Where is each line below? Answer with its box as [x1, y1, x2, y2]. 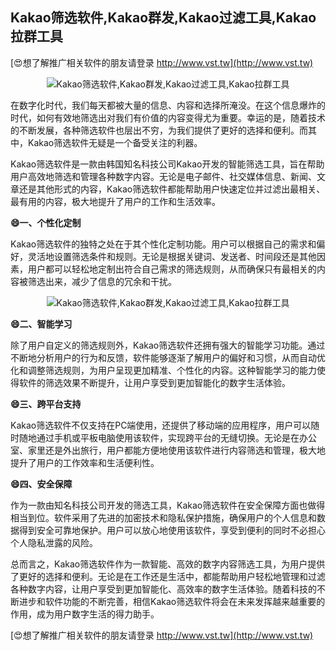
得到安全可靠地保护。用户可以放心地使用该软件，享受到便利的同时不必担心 [18, 524, 326, 536]
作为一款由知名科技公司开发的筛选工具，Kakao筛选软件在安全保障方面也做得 [10, 499, 326, 511]
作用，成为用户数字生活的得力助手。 [10, 608, 160, 620]
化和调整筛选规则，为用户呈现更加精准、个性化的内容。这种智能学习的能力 [10, 364, 317, 376]
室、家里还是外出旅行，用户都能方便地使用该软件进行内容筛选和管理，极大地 [10, 444, 326, 456]
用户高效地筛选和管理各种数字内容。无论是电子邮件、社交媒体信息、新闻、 [10, 170, 317, 182]
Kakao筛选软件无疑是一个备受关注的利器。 [27, 136, 203, 148]
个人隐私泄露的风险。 [10, 536, 98, 548]
